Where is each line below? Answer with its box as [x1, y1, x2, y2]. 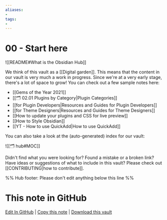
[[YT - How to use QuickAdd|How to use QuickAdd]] [12, 123, 121, 129]
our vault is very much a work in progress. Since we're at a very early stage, [5, 74, 162, 80]
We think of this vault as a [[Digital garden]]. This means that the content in [5, 69, 160, 75]
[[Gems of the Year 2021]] [12, 89, 66, 95]
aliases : [5, 7, 23, 12]
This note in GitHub [5, 192, 87, 204]
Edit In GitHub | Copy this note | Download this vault [5, 209, 112, 215]
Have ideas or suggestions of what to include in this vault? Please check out [5, 160, 162, 166]
